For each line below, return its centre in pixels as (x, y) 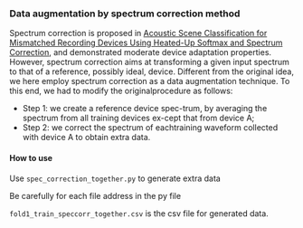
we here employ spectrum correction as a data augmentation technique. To (150, 81)
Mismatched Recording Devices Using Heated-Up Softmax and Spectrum (146, 43)
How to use (31, 157)
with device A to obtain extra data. (86, 138)
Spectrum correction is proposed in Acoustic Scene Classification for (138, 33)
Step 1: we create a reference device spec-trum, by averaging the (145, 109)
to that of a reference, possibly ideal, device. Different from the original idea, (151, 71)
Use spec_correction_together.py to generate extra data (115, 178)
